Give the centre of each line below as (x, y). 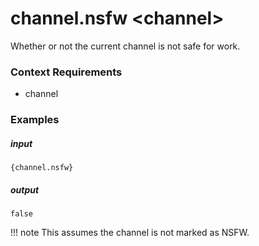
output (25, 189)
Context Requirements (66, 72)
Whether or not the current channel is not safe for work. (125, 46)
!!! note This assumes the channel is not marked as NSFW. (130, 233)
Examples (35, 120)
